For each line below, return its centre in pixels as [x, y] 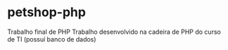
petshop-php [47, 12]
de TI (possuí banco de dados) [52, 39]
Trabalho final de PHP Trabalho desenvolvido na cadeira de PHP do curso [114, 32]
